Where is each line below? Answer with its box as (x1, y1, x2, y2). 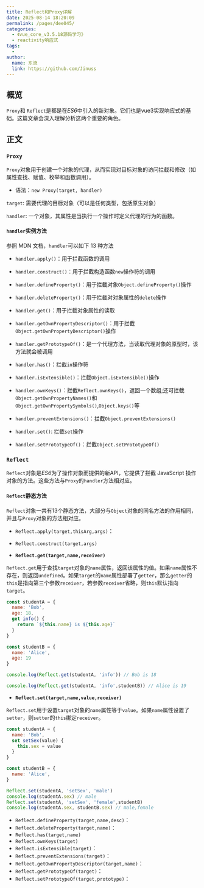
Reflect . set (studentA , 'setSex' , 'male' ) (6, 788, 113, 794)
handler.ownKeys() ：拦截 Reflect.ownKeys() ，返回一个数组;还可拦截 (15, 387, 185, 394)
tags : (6, 43, 20, 49)
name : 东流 (12, 60, 38, 66)
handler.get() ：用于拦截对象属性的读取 (15, 307, 115, 314)
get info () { (12, 616, 45, 622)
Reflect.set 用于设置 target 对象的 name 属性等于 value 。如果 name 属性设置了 (6, 706, 190, 713)
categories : (6, 26, 37, 32)
